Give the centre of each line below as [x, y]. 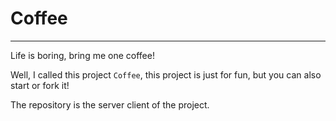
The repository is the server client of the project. [110, 104]
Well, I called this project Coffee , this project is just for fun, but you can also [166, 74]
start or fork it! [40, 85]
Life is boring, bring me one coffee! [82, 55]
